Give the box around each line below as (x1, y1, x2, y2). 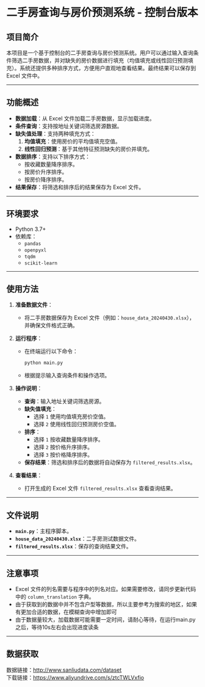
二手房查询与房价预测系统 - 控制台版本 (6, 5, 198, 20)
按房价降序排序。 (24, 175, 68, 183)
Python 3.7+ (15, 225, 46, 233)
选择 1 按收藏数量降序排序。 (33, 436, 104, 443)
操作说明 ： (15, 385, 43, 392)
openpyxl (24, 247, 47, 253)
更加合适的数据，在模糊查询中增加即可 (20, 608, 117, 616)
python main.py (24, 360, 63, 366)
